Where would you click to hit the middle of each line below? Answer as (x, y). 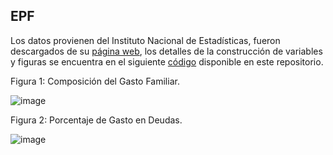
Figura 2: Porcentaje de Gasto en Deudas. (96, 120)
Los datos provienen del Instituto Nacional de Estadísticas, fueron (145, 40)
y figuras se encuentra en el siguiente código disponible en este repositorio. (167, 61)
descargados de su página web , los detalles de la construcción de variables (166, 51)
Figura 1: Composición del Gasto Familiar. (95, 81)
